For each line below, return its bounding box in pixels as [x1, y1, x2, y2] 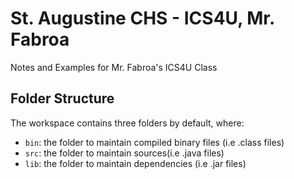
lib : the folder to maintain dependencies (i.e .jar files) [24, 157, 247, 169]
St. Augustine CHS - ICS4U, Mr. [10, 7, 275, 30]
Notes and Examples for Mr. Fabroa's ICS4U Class [10, 61, 218, 73]
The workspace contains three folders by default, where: [10, 117, 245, 129]
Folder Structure [10, 90, 115, 107]
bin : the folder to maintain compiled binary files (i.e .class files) [24, 136, 285, 148]
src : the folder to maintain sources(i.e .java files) [24, 147, 225, 159]
